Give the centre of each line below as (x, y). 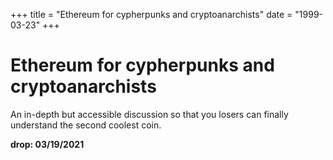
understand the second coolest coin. (86, 125)
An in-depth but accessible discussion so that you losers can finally (149, 114)
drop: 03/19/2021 (47, 144)
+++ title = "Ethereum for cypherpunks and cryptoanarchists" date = (151, 14)
